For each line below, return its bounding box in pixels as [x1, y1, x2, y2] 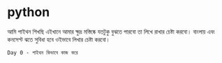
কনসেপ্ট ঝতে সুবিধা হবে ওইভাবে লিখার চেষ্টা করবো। [7, 35, 110, 43]
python [7, 4, 50, 20]
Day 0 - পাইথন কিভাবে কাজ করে [7, 49, 78, 56]
